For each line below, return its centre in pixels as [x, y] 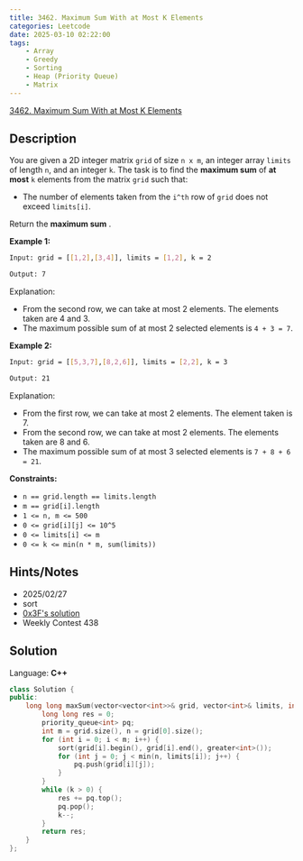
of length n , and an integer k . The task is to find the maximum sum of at [143, 170]
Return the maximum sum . [60, 224]
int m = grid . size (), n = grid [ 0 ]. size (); [123, 731]
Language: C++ [38, 673]
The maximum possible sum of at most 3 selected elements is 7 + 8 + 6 [156, 451]
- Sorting [44, 69]
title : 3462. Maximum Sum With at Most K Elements [106, 18]
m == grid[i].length [61, 506]
